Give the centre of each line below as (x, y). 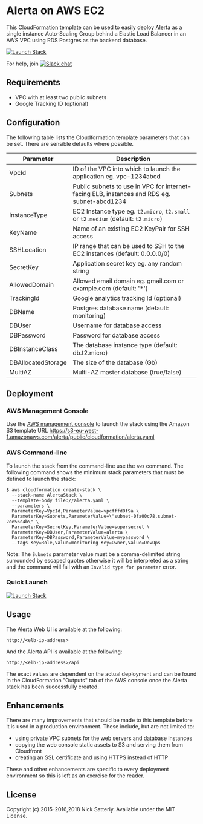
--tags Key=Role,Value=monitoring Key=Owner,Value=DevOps (86, 543)
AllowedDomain (32, 284)
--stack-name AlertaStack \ (47, 495)
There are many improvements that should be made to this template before (99, 720)
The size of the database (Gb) (115, 362)
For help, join (23, 64)
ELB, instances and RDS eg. (131, 194)
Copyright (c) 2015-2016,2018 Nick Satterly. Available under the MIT (91, 809)
